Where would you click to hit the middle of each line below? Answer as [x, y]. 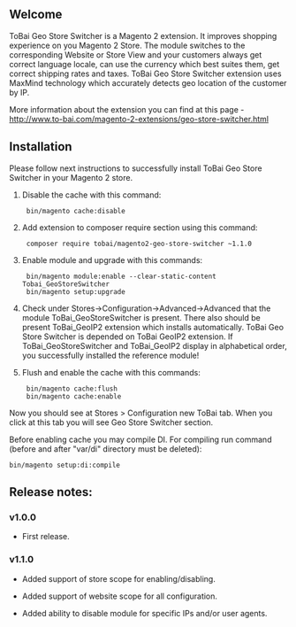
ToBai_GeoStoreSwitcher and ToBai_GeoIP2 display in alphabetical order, [154, 345]
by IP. [19, 92]
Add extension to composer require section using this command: [140, 227]
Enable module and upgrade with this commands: [112, 259]
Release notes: [51, 492]
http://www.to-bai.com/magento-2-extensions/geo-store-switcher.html [139, 119]
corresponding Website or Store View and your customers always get [136, 54]
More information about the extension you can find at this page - [127, 109]
